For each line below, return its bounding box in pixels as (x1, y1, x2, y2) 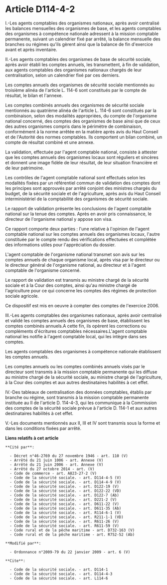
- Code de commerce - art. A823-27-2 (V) (9, 471, 97, 476)
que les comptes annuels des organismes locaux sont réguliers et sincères (5, 154, 159, 160)
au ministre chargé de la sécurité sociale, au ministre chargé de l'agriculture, (5, 374, 163, 380)
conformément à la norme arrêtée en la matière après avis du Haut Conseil (5, 128, 159, 134)
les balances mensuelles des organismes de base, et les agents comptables (5, 25, 162, 31)
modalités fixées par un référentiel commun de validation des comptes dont (5, 180, 161, 186)
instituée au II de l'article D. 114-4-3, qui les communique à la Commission (5, 400, 157, 406)
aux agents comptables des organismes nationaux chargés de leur (5, 66, 142, 73)
